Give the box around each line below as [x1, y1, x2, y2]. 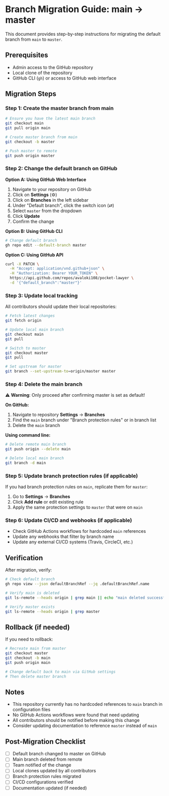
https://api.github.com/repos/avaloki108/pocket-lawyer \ [10, 276, 134, 281]
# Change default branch [5, 238, 57, 243]
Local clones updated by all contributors [12, 768, 97, 774]
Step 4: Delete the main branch [5, 381, 83, 388]
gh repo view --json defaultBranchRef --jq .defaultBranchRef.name [5, 581, 150, 587]
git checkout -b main [5, 655, 51, 661]
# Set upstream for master [5, 364, 62, 369]
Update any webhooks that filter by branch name [12, 533, 114, 540]
